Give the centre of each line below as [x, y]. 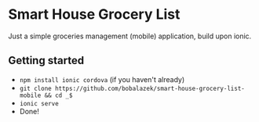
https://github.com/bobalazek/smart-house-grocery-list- [150, 88]
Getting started [46, 61]
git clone [36, 88]
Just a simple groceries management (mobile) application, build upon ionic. [130, 36]
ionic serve [39, 103]
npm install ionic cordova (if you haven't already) [102, 79]
